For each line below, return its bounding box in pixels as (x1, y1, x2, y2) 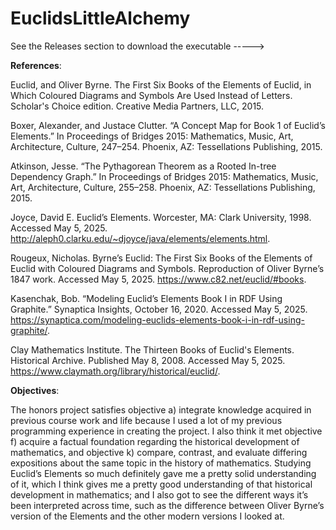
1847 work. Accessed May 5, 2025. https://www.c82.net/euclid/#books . (10, 273, 307, 285)
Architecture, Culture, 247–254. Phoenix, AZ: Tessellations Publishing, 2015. (10, 140, 323, 152)
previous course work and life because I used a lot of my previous (10, 414, 283, 426)
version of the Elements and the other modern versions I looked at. (10, 510, 285, 522)
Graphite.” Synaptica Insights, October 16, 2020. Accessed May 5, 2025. (10, 303, 308, 315)
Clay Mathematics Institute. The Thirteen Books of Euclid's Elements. (10, 343, 295, 356)
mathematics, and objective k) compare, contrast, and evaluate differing (10, 446, 308, 458)
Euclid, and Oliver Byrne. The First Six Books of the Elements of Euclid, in (10, 78, 312, 91)
